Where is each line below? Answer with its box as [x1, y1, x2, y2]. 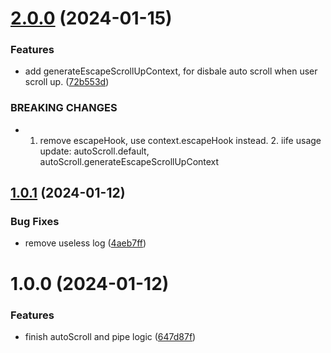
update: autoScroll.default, [39, 145, 150, 157]
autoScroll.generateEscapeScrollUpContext [39, 155, 220, 167]
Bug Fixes [10, 215, 60, 229]
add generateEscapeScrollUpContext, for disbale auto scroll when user [24, 65, 318, 77]
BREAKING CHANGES [10, 101, 118, 115]
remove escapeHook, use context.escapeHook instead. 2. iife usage [39, 134, 322, 146]
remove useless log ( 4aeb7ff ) [24, 237, 147, 249]
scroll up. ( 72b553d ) [24, 76, 110, 88]
